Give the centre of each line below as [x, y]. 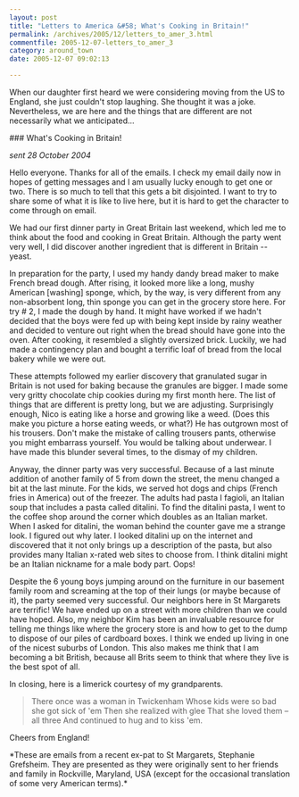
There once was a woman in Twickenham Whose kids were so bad [154, 701]
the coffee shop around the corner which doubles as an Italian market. [138, 517]
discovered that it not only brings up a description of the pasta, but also [141, 545]
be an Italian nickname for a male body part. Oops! [102, 564]
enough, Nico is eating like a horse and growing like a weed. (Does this [140, 414]
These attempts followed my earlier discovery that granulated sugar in [138, 376]
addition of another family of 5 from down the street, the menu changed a [145, 479]
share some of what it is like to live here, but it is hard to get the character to [149, 201]
